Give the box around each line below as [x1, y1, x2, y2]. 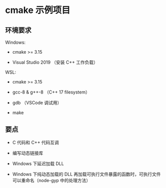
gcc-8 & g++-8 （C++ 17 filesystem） [12, 89, 90, 95]
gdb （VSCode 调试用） [12, 100, 62, 105]
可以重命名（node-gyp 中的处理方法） [12, 177, 91, 183]
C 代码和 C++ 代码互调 [12, 139, 59, 145]
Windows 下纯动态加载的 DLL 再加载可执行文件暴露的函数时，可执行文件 [12, 171, 161, 177]
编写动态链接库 [12, 150, 43, 156]
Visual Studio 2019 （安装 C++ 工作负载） [12, 59, 98, 65]
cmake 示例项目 [5, 4, 71, 16]
